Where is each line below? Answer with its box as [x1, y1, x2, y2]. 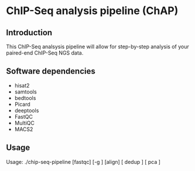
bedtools [14, 94, 36, 101]
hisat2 [14, 82, 30, 89]
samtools [14, 88, 37, 95]
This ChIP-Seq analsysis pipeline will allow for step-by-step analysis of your [6, 43, 189, 50]
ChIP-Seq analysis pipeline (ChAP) [6, 4, 179, 18]
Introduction [6, 28, 53, 38]
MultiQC [14, 119, 35, 126]
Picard [14, 100, 30, 108]
